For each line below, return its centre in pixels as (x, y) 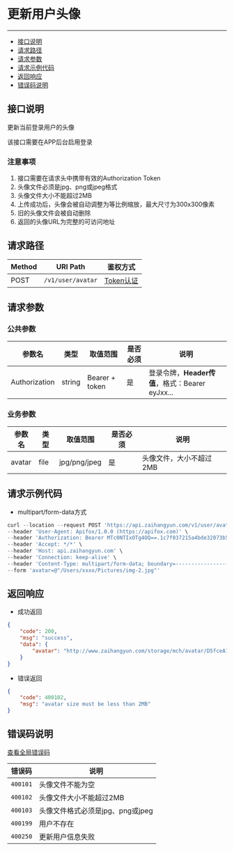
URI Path (71, 267)
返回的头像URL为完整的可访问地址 (66, 222)
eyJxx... (161, 392)
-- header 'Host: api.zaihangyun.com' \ (65, 551)
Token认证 (121, 281)
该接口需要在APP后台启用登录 (50, 142)
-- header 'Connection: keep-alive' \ (62, 558)
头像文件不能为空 (67, 784)
